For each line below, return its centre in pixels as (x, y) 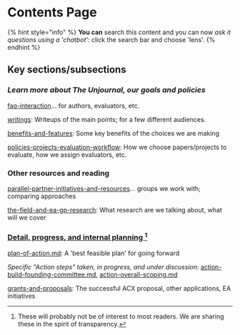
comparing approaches (42, 196)
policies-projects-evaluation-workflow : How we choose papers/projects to (117, 147)
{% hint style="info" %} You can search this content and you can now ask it (119, 32)
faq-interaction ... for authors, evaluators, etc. (74, 105)
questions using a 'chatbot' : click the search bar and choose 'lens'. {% (111, 39)
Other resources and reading (58, 173)
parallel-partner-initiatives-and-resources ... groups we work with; (104, 188)
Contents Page (52, 12)
